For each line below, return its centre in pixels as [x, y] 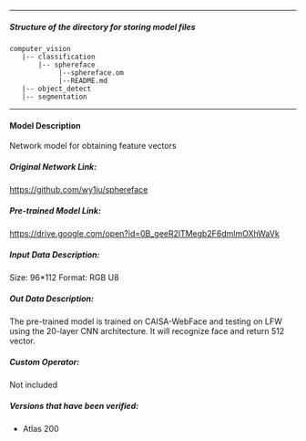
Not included [34, 385]
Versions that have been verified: [74, 405]
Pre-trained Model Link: [56, 210]
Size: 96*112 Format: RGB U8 [65, 278]
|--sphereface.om [91, 73]
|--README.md [82, 80]
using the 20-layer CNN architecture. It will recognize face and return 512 [147, 331]
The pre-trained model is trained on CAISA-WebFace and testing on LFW [146, 321]
